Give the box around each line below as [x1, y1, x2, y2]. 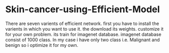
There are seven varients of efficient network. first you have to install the [5, 20, 159, 26]
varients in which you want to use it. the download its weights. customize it [5, 25, 164, 32]
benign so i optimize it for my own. [5, 42, 79, 48]
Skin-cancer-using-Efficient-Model [5, 4, 160, 15]
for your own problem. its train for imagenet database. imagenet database [5, 31, 162, 37]
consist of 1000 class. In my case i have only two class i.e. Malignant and [5, 37, 160, 43]
